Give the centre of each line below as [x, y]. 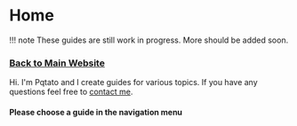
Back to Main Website [57, 63]
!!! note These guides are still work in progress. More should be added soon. [149, 40]
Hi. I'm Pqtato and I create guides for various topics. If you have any [133, 83]
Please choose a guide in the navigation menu [96, 112]
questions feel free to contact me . [71, 92]
